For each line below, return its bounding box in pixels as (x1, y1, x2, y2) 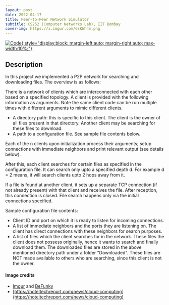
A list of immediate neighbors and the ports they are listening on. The (12, 223, 157, 229)
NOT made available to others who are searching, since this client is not (12, 255, 162, 261)
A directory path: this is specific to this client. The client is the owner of (12, 114, 161, 120)
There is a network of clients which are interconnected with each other (5, 89, 153, 95)
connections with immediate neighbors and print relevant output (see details (5, 146, 164, 152)
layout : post (5, 7, 33, 13)
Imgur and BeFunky (12, 283, 53, 289)
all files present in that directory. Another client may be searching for (12, 120, 155, 126)
